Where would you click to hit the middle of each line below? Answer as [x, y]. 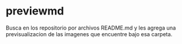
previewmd [35, 11]
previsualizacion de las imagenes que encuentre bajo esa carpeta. [89, 34]
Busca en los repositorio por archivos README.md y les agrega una [91, 28]
